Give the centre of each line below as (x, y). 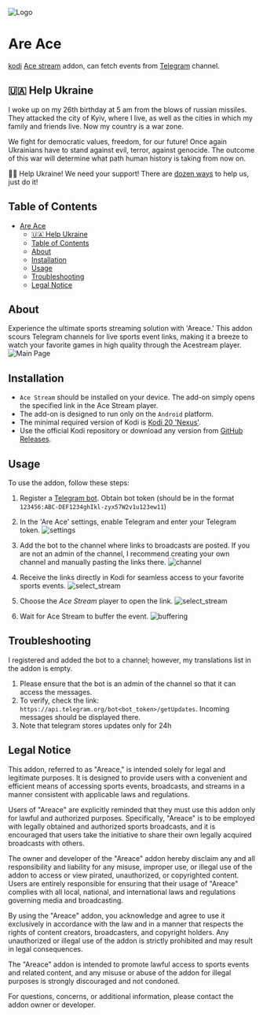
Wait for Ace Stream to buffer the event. (84, 616)
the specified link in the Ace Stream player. (89, 406)
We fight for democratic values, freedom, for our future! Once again (118, 141)
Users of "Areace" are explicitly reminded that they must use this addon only (132, 809)
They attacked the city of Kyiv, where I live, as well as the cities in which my (131, 117)
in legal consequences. (46, 948)
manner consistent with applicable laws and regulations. (99, 794)
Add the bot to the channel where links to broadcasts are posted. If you (135, 545)
